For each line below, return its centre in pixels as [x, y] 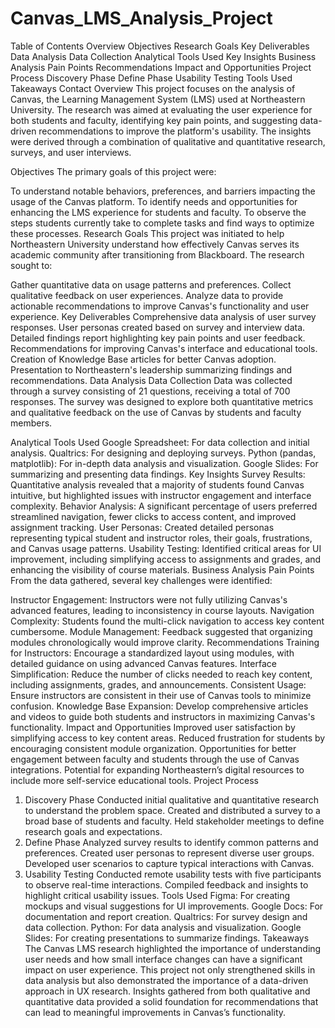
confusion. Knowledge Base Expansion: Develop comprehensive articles [159, 706]
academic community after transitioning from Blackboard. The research [157, 254]
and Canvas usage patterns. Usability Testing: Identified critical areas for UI [166, 548]
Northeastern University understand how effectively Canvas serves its [155, 244]
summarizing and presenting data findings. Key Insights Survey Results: [158, 474]
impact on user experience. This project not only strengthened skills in [170, 969]
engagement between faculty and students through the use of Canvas [155, 759]
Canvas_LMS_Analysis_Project [141, 18]
